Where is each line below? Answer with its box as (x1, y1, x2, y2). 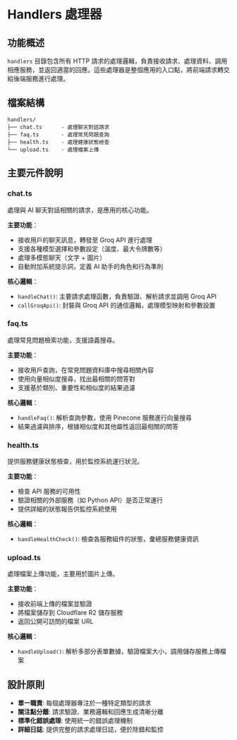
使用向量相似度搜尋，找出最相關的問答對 (17, 375, 135, 383)
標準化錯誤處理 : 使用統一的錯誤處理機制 (17, 717, 133, 725)
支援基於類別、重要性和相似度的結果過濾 (17, 383, 135, 392)
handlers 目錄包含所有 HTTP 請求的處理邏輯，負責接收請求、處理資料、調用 (7, 57, 228, 65)
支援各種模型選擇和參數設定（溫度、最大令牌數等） (17, 244, 166, 253)
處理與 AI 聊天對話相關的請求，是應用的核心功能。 (7, 205, 153, 214)
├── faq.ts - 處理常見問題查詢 (7, 131, 110, 138)
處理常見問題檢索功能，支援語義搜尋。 (7, 336, 119, 344)
